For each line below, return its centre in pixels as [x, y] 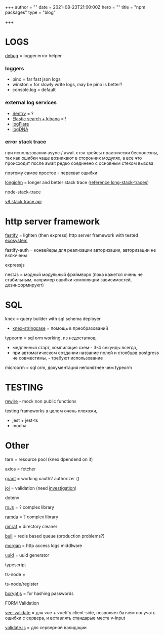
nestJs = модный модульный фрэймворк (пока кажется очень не [74, 274]
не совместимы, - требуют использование [58, 358]
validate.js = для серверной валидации [46, 627]
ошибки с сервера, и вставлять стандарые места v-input [65, 618]
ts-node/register [22, 584]
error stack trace [26, 142]
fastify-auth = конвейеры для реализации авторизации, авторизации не [81, 250]
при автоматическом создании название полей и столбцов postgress [85, 353]
